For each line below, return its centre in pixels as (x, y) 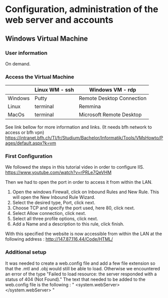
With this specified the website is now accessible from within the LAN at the (83, 234)
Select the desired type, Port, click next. (54, 203)
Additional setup (26, 252)
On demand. (18, 63)
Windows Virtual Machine (47, 39)
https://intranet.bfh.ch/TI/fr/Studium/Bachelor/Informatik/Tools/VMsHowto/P (84, 138)
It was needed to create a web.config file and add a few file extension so (80, 263)
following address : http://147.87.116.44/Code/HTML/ (59, 239)
